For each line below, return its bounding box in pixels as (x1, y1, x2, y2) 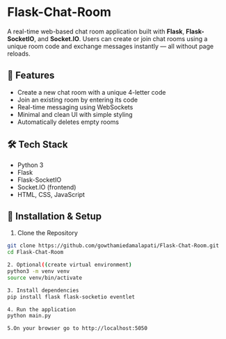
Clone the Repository (17, 229, 79, 237)
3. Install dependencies (7, 287, 79, 294)
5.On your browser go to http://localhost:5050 (7, 325, 148, 332)
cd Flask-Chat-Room (7, 249, 64, 256)
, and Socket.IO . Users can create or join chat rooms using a (34, 34, 208, 42)
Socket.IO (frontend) (17, 182, 76, 191)
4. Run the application (7, 306, 76, 313)
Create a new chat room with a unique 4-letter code (17, 88, 166, 96)
